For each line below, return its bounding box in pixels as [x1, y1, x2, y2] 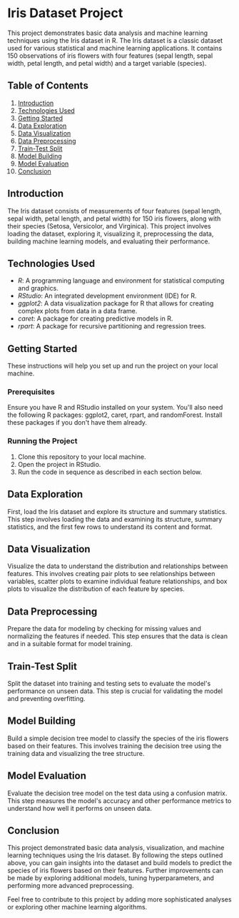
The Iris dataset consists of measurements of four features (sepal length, [7, 206, 223, 215]
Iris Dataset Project [7, 5, 123, 21]
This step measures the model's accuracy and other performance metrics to [7, 796, 232, 804]
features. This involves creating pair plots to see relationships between [7, 570, 215, 578]
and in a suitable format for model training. [7, 640, 133, 648]
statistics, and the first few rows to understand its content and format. [7, 523, 213, 531]
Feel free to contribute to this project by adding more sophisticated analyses [7, 895, 232, 904]
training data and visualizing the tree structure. [7, 749, 145, 757]
